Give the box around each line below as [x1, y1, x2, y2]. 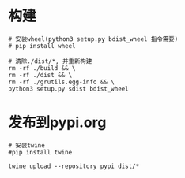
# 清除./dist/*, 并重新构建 [8, 57, 92, 65]
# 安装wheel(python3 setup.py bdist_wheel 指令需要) [8, 35, 179, 43]
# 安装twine [8, 141, 45, 150]
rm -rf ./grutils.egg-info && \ [8, 78, 115, 86]
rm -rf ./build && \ [8, 64, 77, 72]
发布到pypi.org [8, 113, 107, 132]
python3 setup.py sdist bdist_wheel [8, 84, 129, 93]
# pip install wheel [8, 42, 77, 50]
